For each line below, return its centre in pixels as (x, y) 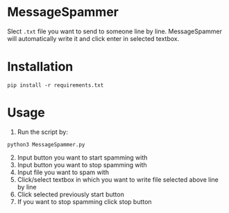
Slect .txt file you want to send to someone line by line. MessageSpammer (115, 31)
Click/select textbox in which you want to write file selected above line (118, 179)
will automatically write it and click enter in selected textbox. (93, 38)
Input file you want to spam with (63, 172)
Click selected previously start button (71, 194)
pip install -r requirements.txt (56, 85)
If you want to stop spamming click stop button (84, 201)
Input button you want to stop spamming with (82, 164)
